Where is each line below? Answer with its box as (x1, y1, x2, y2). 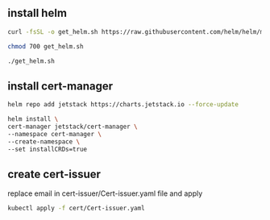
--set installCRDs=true (7, 145, 88, 153)
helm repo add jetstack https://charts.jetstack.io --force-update (7, 101, 239, 109)
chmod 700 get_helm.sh (7, 42, 84, 51)
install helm (7, 6, 68, 20)
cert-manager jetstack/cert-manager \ (7, 122, 138, 131)
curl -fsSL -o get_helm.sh (7, 27, 98, 35)
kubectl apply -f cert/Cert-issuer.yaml (7, 205, 146, 213)
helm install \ (7, 115, 59, 123)
